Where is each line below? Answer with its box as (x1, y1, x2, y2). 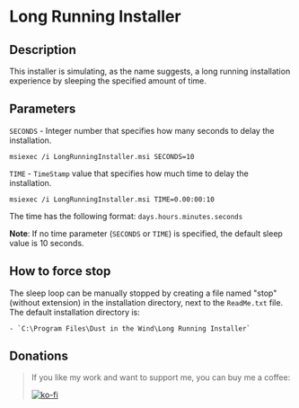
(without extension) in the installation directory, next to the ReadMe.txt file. (9, 297, 284, 307)
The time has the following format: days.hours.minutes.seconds (9, 210, 243, 221)
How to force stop (9, 263, 111, 279)
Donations (9, 349, 69, 364)
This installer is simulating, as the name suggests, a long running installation (9, 66, 291, 76)
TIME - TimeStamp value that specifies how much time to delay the (9, 168, 249, 179)
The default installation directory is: (9, 306, 141, 317)
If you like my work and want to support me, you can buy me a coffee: (31, 372, 291, 383)
